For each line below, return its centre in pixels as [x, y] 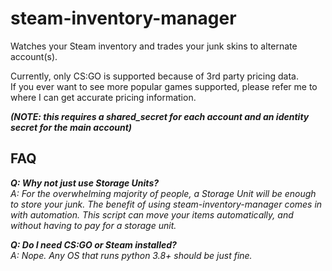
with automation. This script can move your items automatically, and [152, 214]
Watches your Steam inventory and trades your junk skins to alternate [154, 46]
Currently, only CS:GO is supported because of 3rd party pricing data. [154, 76]
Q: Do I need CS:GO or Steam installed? [93, 244]
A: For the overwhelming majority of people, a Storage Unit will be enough [163, 193]
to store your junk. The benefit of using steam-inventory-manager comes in [166, 204]
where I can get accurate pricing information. [103, 97]
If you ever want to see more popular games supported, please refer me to [164, 86]
